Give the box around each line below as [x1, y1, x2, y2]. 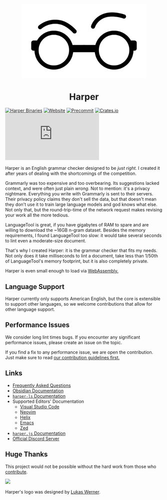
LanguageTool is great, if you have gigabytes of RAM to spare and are [5, 222, 149, 228]
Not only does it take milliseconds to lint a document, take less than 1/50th [5, 253, 158, 259]
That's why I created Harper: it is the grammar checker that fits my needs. [5, 247, 157, 254]
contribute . [5, 468, 28, 474]
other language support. [5, 307, 55, 313]
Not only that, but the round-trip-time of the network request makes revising [5, 207, 162, 213]
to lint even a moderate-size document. [5, 238, 86, 244]
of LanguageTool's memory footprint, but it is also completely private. [5, 258, 148, 264]
